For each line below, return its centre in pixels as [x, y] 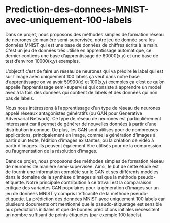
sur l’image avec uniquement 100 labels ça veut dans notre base [72, 76]
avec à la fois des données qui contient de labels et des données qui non [81, 92]
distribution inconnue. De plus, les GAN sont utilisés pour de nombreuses [82, 129]
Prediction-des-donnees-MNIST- [77, 9]
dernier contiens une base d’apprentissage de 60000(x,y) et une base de [82, 56]
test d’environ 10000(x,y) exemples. [43, 61]
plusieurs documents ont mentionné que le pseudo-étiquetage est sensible [84, 204]
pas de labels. [20, 98]
